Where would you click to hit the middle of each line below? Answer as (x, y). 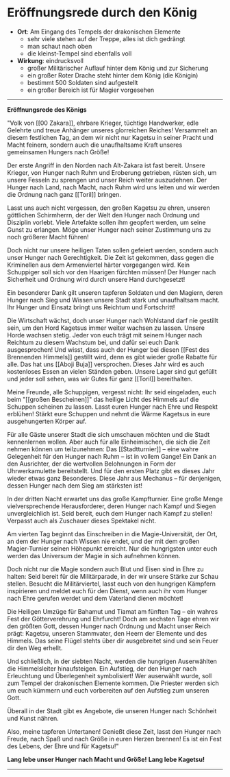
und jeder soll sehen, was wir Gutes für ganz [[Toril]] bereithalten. (100, 379)
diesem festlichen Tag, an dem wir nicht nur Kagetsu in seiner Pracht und (111, 137)
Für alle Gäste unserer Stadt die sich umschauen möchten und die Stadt (108, 434)
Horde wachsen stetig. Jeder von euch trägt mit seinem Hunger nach (105, 335)
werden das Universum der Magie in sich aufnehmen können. (94, 555)
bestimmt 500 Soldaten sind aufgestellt (82, 82)
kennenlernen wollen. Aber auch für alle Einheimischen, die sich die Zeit (109, 442)
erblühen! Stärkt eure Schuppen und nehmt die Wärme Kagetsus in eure (109, 414)
